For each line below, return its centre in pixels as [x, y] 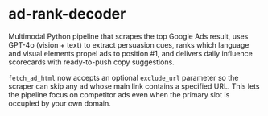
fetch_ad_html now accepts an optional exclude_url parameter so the [124, 77]
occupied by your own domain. [60, 103]
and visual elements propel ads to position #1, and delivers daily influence [131, 53]
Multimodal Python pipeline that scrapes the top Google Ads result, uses [128, 36]
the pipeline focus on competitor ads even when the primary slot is [119, 94]
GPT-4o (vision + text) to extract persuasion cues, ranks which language [129, 44]
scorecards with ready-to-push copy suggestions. [91, 62]
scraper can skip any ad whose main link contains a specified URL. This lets [134, 86]
